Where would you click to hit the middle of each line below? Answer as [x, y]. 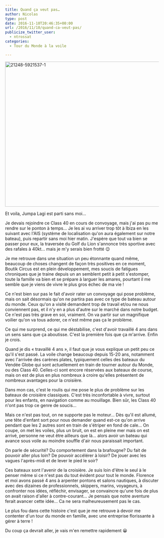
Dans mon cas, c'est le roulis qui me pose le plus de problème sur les [75, 389]
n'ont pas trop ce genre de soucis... [41, 405]
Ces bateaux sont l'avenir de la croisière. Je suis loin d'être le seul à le [76, 470]
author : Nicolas [21, 14]
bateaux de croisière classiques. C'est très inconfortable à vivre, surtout [78, 395]
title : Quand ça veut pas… [32, 10]
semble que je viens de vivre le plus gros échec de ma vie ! [65, 284]
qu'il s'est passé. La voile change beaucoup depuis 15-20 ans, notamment [80, 354]
